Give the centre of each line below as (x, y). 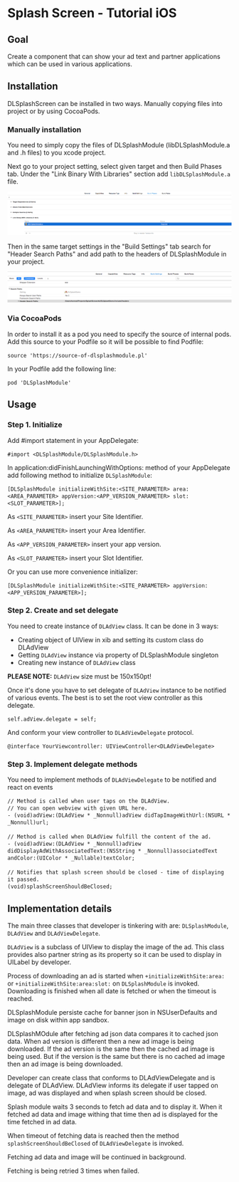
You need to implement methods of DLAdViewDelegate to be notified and (112, 780)
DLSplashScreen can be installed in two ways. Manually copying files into (115, 103)
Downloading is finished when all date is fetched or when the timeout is (112, 990)
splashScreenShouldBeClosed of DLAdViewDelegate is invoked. (96, 1143)
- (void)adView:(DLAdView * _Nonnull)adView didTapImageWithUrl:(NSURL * (119, 816)
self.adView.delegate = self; (52, 719)
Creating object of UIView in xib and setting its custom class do (111, 639)
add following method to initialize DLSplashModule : (80, 475)
